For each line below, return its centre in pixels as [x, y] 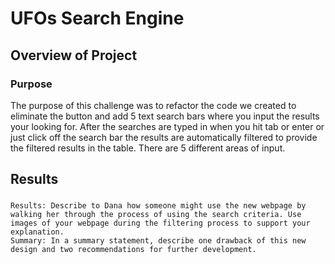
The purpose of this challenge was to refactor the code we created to [153, 105]
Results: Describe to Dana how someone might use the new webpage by [158, 206]
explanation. [37, 232]
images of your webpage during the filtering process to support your [160, 223]
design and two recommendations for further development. [133, 250]
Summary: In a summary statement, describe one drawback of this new [158, 241]
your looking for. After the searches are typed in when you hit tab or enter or [167, 126]
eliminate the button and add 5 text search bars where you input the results [165, 116]
